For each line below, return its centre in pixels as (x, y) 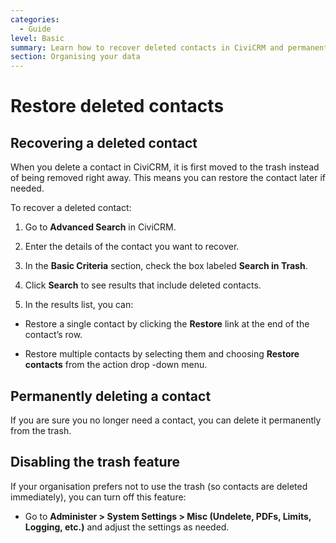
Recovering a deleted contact (104, 142)
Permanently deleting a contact (111, 396)
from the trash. (41, 430)
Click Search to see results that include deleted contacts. (143, 285)
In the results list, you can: (79, 305)
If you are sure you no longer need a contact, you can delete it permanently (166, 420)
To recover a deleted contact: (71, 208)
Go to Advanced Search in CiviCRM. (100, 227)
